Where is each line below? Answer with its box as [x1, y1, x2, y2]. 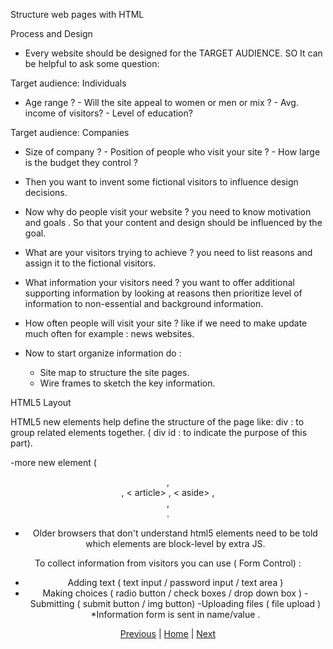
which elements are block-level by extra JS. [85, 538, 266, 549]
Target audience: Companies [10, 127, 130, 138]
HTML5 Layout [10, 397, 72, 408]
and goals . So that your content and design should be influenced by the [24, 217, 323, 228]
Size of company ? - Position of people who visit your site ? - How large [24, 146, 321, 158]
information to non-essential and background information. [24, 298, 264, 309]
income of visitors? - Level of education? [24, 107, 193, 119]
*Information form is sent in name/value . [90, 609, 261, 620]
